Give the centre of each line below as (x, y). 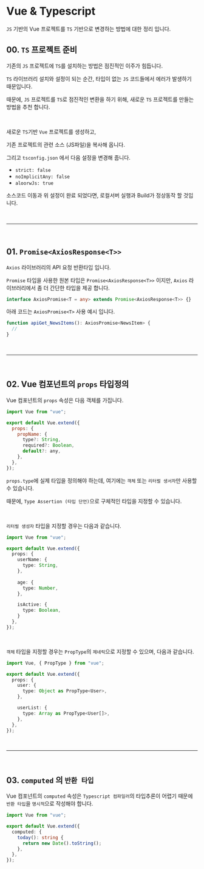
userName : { (32, 560)
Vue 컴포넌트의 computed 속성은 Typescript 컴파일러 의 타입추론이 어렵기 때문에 (100, 796)
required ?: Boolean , (48, 445)
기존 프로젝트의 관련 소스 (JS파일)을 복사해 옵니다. (66, 144)
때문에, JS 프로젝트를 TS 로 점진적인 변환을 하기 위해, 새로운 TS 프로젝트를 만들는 (100, 99)
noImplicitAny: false (42, 177)
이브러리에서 (21, 288)
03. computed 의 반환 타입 (50, 780)
